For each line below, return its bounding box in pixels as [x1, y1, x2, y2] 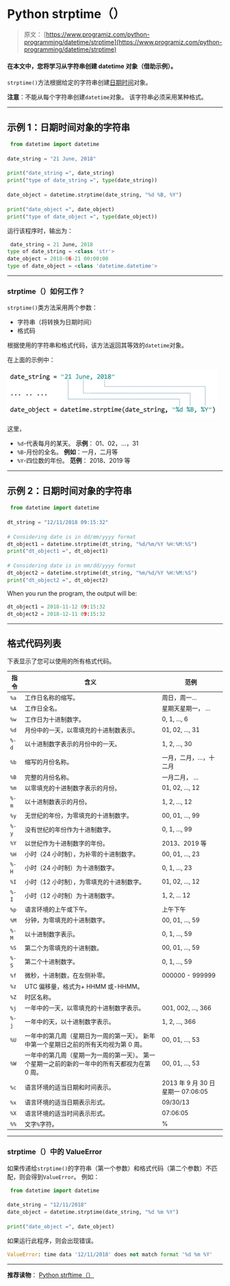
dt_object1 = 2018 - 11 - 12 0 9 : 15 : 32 [7, 603, 106, 610]
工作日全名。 [25, 704, 62, 713]
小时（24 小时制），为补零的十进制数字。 [25, 850, 140, 858]
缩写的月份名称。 [25, 758, 73, 766]
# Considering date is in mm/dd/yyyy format [7, 562, 136, 569]
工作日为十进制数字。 [25, 715, 86, 724]
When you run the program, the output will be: [7, 589, 138, 597]
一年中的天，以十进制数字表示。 [25, 1018, 115, 1026]
